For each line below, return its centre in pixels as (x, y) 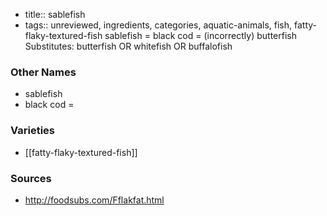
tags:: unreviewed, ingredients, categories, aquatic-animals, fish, (158, 25)
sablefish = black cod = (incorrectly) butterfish (200, 35)
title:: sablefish (55, 14)
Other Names (43, 72)
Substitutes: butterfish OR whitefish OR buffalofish (128, 46)
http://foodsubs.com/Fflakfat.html (94, 200)
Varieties (32, 131)
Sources (31, 178)
